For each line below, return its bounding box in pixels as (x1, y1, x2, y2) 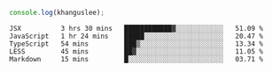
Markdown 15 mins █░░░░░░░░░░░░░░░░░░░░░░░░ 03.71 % (9, 54, 264, 63)
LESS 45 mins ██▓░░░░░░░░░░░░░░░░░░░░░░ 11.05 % (9, 47, 264, 56)
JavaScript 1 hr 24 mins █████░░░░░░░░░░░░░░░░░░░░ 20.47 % (9, 32, 264, 40)
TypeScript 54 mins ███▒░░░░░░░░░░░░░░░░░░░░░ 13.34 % (9, 40, 264, 48)
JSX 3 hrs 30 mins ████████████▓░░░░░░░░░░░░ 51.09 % (9, 24, 264, 32)
